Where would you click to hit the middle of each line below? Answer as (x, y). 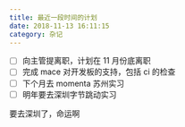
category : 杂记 (36, 34)
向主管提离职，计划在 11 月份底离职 (87, 61)
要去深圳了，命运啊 (45, 114)
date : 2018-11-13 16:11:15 (59, 26)
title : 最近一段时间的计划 (54, 17)
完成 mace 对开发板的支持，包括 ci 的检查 (99, 72)
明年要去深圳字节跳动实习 (69, 94)
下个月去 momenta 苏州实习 (73, 83)
